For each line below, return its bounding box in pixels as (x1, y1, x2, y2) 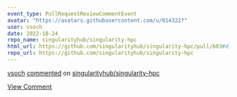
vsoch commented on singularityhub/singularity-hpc (7, 68, 160, 77)
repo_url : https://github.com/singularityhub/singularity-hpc (7, 50, 194, 57)
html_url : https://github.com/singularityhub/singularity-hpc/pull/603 (7, 43, 222, 50)
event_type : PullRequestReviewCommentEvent (7, 10, 138, 18)
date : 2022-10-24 (7, 30, 59, 37)
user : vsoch (7, 23, 42, 30)
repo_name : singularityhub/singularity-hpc (7, 37, 138, 44)
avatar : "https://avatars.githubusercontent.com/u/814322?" (7, 17, 188, 24)
